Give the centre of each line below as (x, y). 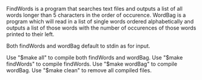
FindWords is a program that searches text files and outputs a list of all (95, 9)
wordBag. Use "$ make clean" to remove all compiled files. (79, 70)
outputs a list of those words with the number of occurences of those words (101, 28)
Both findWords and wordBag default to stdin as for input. (78, 46)
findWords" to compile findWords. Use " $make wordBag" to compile (92, 64)
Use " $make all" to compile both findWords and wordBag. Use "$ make (95, 57)
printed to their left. (30, 34)
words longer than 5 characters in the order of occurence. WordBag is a (96, 15)
